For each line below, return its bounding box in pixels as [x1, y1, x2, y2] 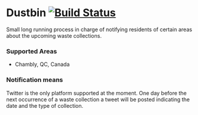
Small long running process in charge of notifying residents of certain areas [6, 26, 193, 33]
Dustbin [6, 6, 47, 20]
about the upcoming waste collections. [6, 32, 102, 39]
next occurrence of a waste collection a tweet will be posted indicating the [6, 96, 190, 103]
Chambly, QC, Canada [14, 60, 70, 68]
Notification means [6, 75, 63, 84]
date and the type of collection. [6, 102, 84, 109]
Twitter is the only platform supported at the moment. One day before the [6, 89, 187, 96]
